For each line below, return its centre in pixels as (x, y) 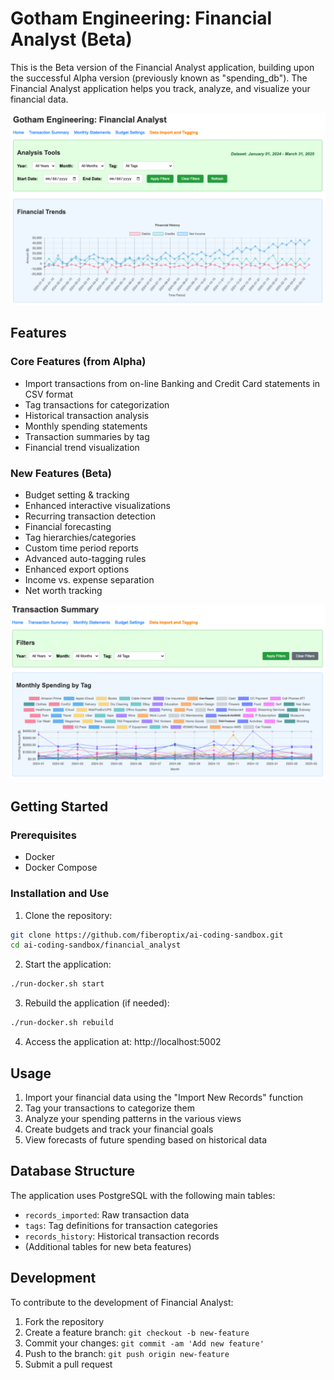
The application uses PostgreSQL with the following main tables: (143, 1195)
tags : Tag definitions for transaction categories (121, 1225)
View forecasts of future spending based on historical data (145, 1139)
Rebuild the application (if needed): (97, 1003)
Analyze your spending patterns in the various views (133, 1118)
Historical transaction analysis (87, 415)
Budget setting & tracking (77, 495)
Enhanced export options (77, 569)
